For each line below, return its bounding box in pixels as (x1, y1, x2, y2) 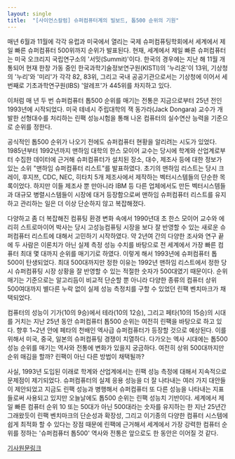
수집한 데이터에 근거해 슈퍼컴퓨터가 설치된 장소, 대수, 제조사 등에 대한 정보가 (14, 155, 222, 163)
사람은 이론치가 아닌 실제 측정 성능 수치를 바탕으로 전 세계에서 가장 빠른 (22, 240, 217, 249)
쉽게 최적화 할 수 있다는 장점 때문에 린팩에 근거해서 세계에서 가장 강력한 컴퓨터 (7, 420, 221, 428)
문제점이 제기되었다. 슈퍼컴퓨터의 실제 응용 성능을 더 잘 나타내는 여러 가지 (7, 376, 208, 384)
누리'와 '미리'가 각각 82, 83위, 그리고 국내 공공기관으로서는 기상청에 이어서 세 (16, 72, 228, 81)
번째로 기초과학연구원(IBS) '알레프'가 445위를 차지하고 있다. (7, 81, 172, 89)
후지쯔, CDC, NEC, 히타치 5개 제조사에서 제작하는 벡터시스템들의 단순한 (22, 172, 219, 181)
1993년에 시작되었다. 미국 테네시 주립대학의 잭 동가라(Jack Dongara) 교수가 (7, 105, 216, 113)
